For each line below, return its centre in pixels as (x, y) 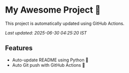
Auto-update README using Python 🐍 (50, 60)
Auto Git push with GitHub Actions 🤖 (49, 65)
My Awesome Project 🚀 (53, 10)
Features (19, 48)
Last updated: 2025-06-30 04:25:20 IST (46, 33)
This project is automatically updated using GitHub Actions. (65, 23)
